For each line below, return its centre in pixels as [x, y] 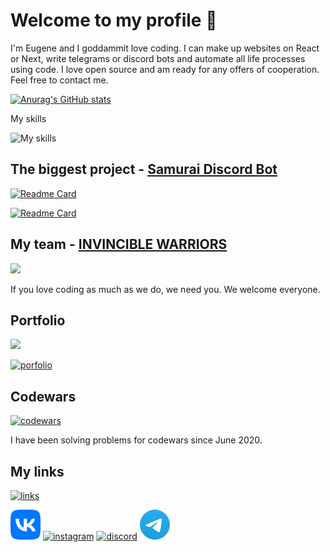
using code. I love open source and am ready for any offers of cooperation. [165, 69]
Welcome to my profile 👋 [114, 20]
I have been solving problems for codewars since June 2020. [136, 440]
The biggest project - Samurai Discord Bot [144, 169]
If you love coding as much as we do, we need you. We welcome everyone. [165, 289]
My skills [28, 118]
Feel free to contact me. [59, 80]
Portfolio [38, 320]
